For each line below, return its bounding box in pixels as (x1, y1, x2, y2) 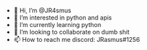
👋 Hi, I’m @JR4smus (13, 7, 71, 14)
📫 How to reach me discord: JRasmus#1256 (13, 36, 140, 43)
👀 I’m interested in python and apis (13, 14, 112, 22)
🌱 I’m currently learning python (13, 21, 102, 28)
